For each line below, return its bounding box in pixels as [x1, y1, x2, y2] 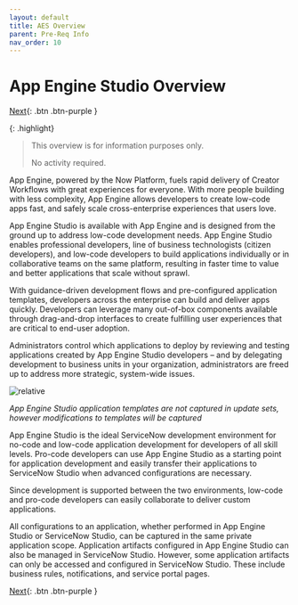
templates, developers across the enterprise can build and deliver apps [9, 295, 270, 306]
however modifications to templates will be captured [9, 413, 203, 423]
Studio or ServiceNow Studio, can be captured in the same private [9, 531, 252, 542]
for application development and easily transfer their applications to [9, 458, 258, 469]
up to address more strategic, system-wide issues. [9, 369, 196, 380]
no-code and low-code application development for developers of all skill [9, 439, 278, 450]
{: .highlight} [9, 123, 55, 134]
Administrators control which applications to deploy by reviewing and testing [9, 340, 290, 351]
